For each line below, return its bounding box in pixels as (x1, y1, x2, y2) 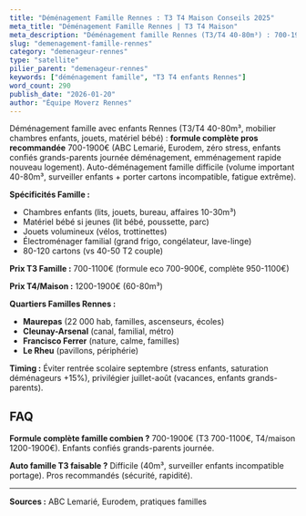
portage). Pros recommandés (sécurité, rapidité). (9, 470, 193, 481)
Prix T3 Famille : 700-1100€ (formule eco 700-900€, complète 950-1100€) (9, 263, 290, 274)
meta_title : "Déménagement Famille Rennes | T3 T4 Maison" (9, 22, 239, 31)
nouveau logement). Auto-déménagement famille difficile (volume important (9, 161, 295, 173)
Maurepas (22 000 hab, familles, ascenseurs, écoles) (22, 316, 225, 327)
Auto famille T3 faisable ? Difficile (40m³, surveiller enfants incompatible (9, 460, 285, 471)
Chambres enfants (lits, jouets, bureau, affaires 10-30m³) (22, 207, 237, 218)
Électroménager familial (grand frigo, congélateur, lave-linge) (22, 236, 252, 247)
